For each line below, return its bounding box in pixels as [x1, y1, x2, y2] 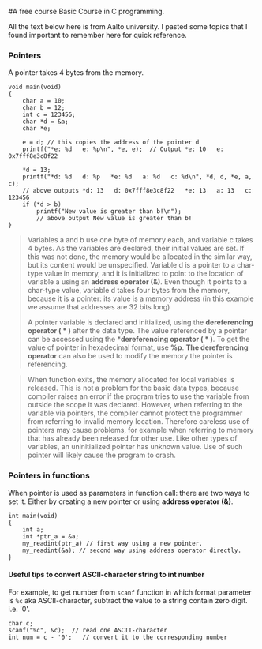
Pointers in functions [8, 470, 91, 481]
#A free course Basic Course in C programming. [8, 7, 165, 16]
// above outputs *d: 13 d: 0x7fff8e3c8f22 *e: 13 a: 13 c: [22, 187, 253, 195]
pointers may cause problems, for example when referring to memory [27, 426, 254, 435]
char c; [8, 619, 34, 627]
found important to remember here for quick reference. [8, 31, 187, 39]
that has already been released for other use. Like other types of [27, 433, 238, 443]
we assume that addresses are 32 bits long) [27, 302, 170, 312]
